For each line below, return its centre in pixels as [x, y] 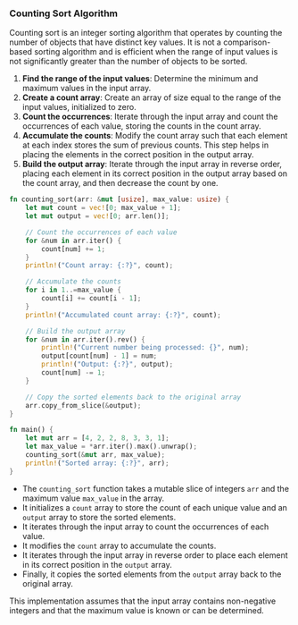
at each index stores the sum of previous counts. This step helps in [145, 145]
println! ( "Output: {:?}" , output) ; [108, 365]
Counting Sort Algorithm [64, 13]
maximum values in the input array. [87, 89]
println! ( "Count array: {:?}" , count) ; [99, 266]
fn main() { [31, 430]
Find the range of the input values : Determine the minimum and [140, 79]
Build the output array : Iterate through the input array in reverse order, [152, 165]
